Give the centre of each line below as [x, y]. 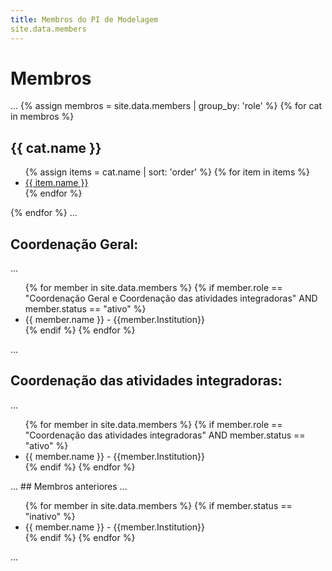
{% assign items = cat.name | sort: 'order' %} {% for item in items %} [167, 172]
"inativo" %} [50, 516]
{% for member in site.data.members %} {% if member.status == [158, 505]
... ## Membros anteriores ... [69, 486]
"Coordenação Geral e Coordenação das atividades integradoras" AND [171, 298]
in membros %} [42, 117]
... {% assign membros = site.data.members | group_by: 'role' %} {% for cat [166, 106]
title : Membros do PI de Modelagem [84, 19]
